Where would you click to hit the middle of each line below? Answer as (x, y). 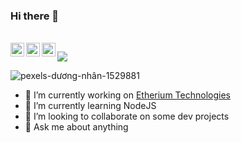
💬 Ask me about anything (76, 127)
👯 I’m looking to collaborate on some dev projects (127, 116)
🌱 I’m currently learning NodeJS (90, 106)
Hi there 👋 (35, 16)
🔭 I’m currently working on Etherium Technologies (127, 95)
